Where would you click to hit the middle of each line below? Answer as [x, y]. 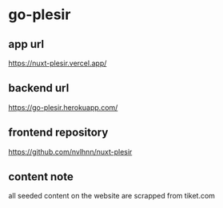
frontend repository [58, 133]
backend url [39, 88]
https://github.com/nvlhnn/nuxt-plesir [70, 151]
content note [41, 177]
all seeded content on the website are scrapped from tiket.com [112, 196]
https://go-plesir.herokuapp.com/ [63, 107]
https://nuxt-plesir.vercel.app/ [58, 63]
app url [26, 44]
